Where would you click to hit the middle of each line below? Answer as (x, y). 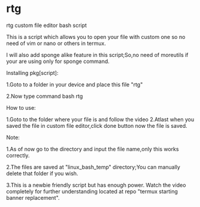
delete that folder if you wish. (42, 173)
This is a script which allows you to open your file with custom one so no (96, 37)
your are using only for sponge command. (58, 61)
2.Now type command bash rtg (45, 96)
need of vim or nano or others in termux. (56, 43)
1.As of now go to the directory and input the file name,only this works (93, 149)
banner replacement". (33, 197)
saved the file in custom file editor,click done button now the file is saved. (97, 125)
